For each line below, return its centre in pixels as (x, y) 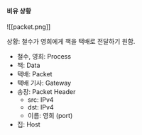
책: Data (28, 65)
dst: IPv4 (40, 107)
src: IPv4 (40, 100)
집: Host (28, 124)
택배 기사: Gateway (44, 83)
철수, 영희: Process (44, 57)
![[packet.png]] (29, 27)
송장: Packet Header (46, 92)
